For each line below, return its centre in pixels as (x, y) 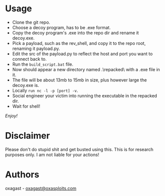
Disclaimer (28, 136)
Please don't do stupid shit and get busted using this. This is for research (79, 149)
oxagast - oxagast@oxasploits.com (41, 188)
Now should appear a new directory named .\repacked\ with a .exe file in (86, 69)
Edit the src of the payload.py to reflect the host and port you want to (82, 54)
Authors (22, 175)
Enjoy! (12, 116)
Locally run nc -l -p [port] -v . (45, 90)
